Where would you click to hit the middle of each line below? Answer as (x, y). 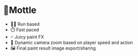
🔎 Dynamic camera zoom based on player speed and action (72, 42)
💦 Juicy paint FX (27, 36)
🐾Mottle (20, 10)
